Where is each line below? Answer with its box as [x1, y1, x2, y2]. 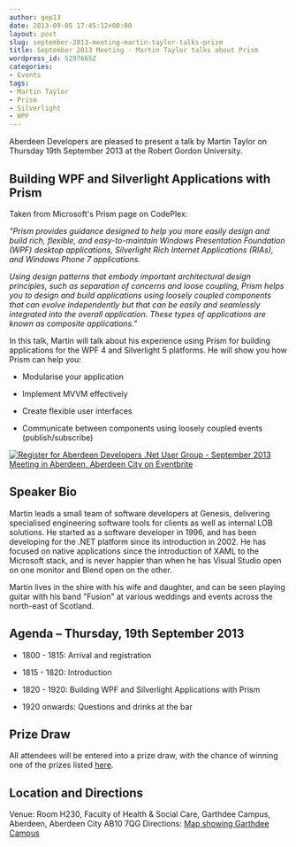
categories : [9, 63, 53, 72]
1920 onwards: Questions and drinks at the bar [21, 701, 193, 711]
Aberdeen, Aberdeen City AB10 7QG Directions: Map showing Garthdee [9, 819, 269, 829]
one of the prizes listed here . [9, 759, 114, 771]
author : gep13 [9, 12, 62, 22]
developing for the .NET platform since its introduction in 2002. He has [9, 536, 267, 547]
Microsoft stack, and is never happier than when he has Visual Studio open [9, 555, 282, 565]
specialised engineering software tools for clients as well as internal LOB [9, 517, 273, 528]
